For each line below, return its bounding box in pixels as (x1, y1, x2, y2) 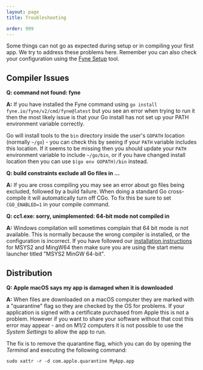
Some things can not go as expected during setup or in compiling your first (6, 42, 194, 49)
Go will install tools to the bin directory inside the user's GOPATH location (6, 132, 185, 139)
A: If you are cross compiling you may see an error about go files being (6, 181, 185, 189)
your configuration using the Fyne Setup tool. (6, 55, 120, 63)
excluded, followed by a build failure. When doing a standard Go (6, 188, 167, 195)
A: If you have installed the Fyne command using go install (6, 101, 157, 108)
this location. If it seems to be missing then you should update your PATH (6, 145, 187, 152)
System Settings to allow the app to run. (6, 328, 106, 335)
